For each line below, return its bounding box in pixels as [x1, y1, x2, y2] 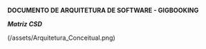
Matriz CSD [7, 20, 43, 28]
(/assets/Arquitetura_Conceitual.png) [7, 33, 115, 42]
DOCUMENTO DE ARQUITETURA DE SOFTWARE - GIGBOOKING [7, 6, 200, 14]
